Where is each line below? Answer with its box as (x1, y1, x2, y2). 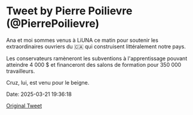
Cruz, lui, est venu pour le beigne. (6, 79, 90, 86)
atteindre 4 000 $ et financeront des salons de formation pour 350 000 (6, 61, 182, 68)
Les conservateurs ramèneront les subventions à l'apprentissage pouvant (6, 55, 188, 62)
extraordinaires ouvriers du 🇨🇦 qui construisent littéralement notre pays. (6, 43, 186, 50)
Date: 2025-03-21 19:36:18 (6, 91, 72, 98)
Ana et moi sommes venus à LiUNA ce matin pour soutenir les (6, 36, 158, 43)
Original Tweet (6, 102, 42, 109)
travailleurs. (6, 67, 35, 74)
